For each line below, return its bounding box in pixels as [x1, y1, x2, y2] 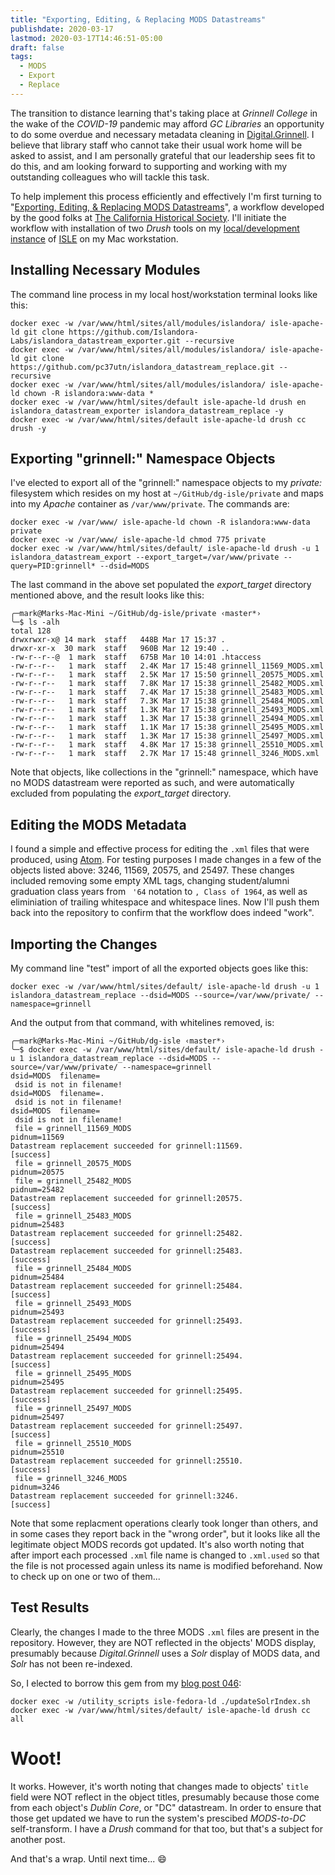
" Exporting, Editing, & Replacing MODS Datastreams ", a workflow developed [10, 201, 325, 213]
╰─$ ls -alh [10, 617, 60, 628]
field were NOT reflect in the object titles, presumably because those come [10, 1791, 320, 1803]
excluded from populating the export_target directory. [10, 787, 232, 800]
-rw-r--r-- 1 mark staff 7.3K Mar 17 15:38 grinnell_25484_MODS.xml [10, 696, 325, 706]
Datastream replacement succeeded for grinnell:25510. [10, 1456, 244, 1466]
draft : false [10, 42, 65, 53]
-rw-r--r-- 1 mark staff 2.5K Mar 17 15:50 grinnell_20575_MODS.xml [10, 670, 325, 680]
